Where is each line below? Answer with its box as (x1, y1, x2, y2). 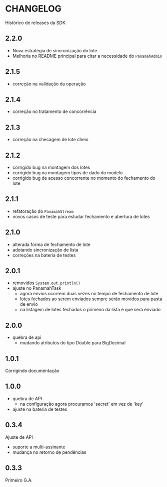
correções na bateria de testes (12, 252, 76, 258)
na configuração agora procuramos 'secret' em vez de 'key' (19, 401, 143, 407)
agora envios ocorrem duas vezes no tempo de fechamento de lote (19, 291, 158, 297)
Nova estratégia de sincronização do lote (12, 47, 97, 53)
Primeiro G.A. (5, 477, 33, 483)
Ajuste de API (5, 434, 33, 440)
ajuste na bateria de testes (12, 406, 67, 412)
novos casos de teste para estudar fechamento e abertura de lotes (12, 213, 150, 219)
